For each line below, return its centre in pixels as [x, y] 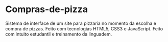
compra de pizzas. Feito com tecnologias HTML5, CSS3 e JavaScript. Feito [84, 28]
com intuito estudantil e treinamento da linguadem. [59, 34]
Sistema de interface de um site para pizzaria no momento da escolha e [81, 23]
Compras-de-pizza [47, 9]
